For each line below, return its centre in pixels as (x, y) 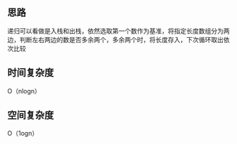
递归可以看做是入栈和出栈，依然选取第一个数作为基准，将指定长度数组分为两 (119, 31)
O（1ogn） (23, 133)
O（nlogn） (24, 91)
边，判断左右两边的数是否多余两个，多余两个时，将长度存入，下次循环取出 (115, 39)
